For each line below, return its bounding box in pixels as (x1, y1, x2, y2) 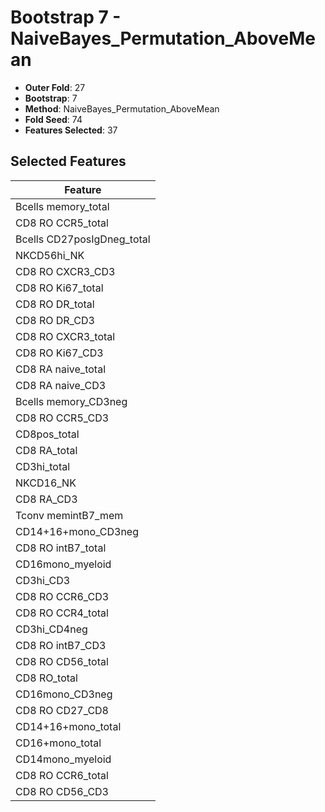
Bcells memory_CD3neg (15, 394, 128, 408)
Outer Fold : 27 (24, 81, 86, 93)
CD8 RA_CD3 (15, 492, 78, 506)
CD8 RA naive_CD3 (15, 378, 107, 392)
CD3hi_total (15, 459, 71, 473)
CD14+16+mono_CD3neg (15, 524, 140, 538)
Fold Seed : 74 (24, 113, 83, 125)
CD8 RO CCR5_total (15, 216, 109, 230)
